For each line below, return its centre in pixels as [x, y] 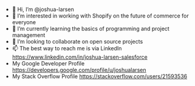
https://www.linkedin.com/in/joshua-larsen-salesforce [80, 57]
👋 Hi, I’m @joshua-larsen [43, 9]
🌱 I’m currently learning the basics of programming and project [91, 28]
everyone [24, 22]
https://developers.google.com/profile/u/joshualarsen [79, 70]
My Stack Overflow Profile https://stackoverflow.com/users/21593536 [100, 76]
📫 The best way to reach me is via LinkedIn [67, 48]
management [29, 35]
